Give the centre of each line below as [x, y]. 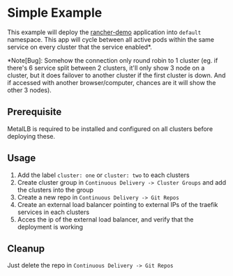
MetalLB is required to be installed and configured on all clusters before [110, 129]
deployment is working [50, 227]
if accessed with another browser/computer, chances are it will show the [112, 82]
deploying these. [31, 136]
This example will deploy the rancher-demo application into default [104, 32]
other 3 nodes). [30, 90]
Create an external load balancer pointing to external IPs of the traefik [118, 204]
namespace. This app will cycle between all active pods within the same [111, 39]
